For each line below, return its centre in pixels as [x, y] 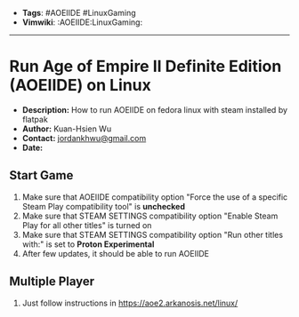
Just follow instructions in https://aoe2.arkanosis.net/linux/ [130, 303]
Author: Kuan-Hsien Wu [67, 129]
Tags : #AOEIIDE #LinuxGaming [79, 13]
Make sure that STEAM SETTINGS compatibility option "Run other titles [152, 234]
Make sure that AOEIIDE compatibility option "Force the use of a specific [155, 197]
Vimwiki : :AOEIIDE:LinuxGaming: [82, 22]
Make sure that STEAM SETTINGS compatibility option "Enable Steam [150, 216]
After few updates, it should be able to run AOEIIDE [115, 253]
